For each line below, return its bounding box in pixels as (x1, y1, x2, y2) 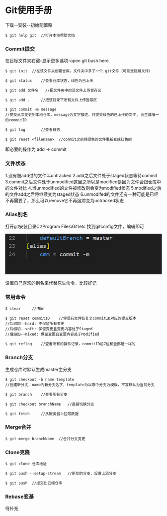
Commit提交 (5, 45, 35, 52)
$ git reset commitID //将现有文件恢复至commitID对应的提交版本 (5, 316, 137, 321)
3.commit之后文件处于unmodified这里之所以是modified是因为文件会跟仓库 (5, 178, 157, 185)
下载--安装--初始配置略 (5, 22, 53, 28)
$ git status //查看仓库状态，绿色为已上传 (5, 78, 93, 83)
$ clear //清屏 (5, 306, 44, 311)
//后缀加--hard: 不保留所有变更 (5, 321, 65, 326)
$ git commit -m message (5, 107, 57, 112)
